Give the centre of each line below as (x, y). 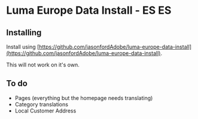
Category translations (42, 104)
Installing (24, 33)
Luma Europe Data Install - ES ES (89, 10)
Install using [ (23, 47)
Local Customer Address (45, 111)
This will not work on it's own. (43, 65)
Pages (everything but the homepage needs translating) (84, 98)
